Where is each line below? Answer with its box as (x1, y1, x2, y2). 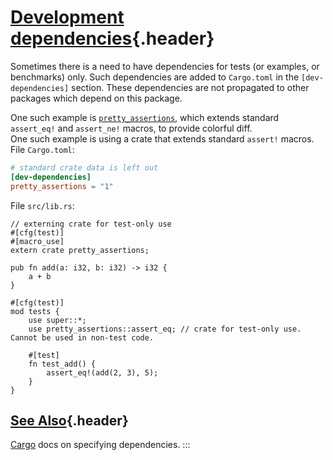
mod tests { (10, 306, 60, 316)
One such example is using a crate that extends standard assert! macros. (10, 132, 315, 145)
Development (10, 6, 125, 29)
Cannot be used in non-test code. (10, 332, 155, 343)
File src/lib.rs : (10, 199, 75, 211)
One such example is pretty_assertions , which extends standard (10, 111, 280, 123)
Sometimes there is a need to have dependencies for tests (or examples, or (10, 60, 320, 72)
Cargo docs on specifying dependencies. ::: (10, 439, 191, 451)
